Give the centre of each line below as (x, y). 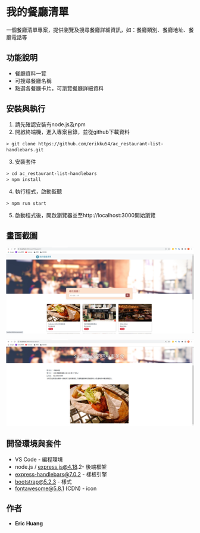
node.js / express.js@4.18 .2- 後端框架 (61, 467)
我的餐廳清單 (38, 12)
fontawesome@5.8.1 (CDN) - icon (56, 488)
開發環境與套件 (34, 444)
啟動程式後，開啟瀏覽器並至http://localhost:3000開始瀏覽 (85, 215)
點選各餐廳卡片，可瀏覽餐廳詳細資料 (59, 88)
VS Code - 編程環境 (39, 459)
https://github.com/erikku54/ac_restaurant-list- (101, 144)
